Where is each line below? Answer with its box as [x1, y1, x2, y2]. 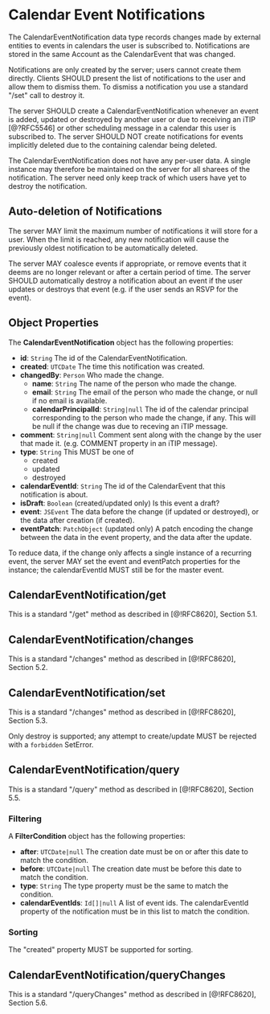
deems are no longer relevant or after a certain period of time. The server [8, 267, 252, 276]
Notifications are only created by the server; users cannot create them [8, 64, 241, 74]
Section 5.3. [8, 716, 48, 725]
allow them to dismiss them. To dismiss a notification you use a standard [8, 82, 248, 92]
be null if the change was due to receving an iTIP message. [31, 421, 228, 431]
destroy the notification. [8, 181, 88, 190]
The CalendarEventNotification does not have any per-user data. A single [8, 155, 251, 166]
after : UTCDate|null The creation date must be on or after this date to [19, 847, 249, 857]
